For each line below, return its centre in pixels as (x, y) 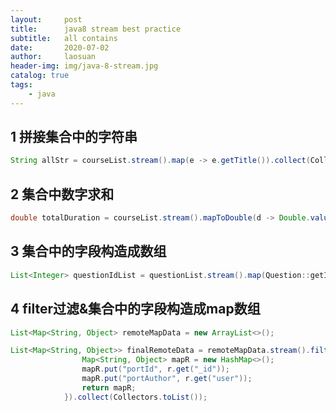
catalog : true (40, 76)
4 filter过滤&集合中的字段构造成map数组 (135, 309)
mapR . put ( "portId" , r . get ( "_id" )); (155, 369)
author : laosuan (53, 57)
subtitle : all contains (64, 38)
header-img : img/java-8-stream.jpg (84, 66)
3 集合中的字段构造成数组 (88, 251)
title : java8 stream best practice (96, 29)
